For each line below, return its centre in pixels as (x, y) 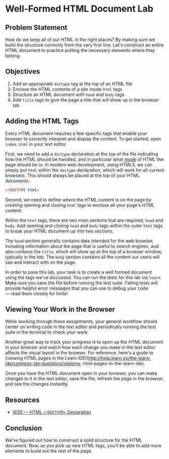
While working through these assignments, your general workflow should (81, 322)
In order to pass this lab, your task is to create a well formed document (79, 272)
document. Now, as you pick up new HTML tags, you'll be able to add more (83, 445)
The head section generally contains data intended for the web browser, (79, 241)
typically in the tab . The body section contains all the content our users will (82, 257)
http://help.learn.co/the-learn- (120, 358)
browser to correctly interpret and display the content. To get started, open (83, 139)
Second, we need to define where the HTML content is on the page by (78, 200)
